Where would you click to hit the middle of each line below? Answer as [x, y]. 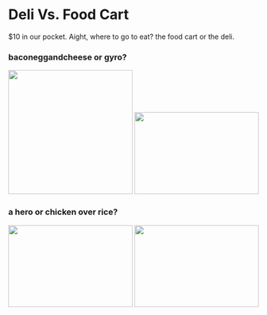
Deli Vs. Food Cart [69, 15]
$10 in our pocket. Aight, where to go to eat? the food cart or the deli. [121, 36]
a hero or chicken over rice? [63, 212]
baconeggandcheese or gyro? [68, 57]
